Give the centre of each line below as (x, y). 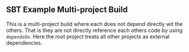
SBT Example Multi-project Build (67, 10)
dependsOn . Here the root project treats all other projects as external (88, 36)
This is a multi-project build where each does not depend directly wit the (94, 24)
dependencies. (24, 43)
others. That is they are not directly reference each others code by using (94, 30)
